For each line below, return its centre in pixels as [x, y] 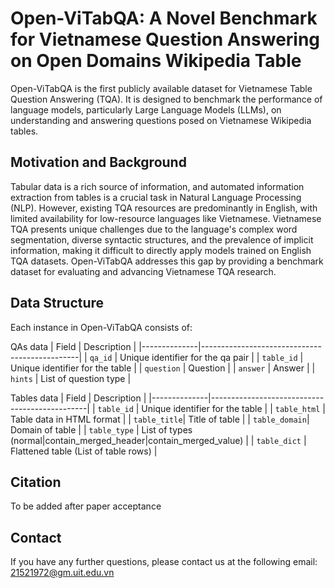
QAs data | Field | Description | [73, 346]
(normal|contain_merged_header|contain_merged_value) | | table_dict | [158, 440]
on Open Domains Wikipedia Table [156, 61]
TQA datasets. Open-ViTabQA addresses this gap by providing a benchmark [167, 261]
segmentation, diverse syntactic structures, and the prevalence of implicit [162, 239]
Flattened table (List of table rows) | [84, 451]
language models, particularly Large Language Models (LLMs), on [146, 109]
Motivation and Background [98, 162]
